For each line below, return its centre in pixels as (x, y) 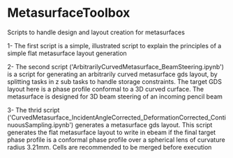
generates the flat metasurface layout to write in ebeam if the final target (112, 132)
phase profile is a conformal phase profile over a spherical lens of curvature (116, 139)
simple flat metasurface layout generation (67, 53)
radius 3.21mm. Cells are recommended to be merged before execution (110, 147)
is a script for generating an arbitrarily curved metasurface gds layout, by (112, 74)
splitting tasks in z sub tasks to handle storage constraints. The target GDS (114, 81)
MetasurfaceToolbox (69, 13)
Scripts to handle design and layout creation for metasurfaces (96, 32)
